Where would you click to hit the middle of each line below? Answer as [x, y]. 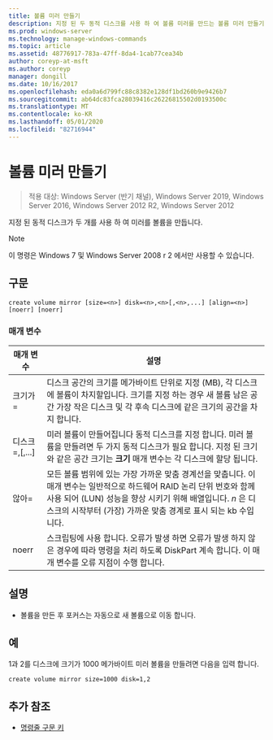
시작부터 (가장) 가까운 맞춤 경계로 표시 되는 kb [154, 511]
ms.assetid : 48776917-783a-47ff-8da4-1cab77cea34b [96, 54]
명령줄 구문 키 [42, 728]
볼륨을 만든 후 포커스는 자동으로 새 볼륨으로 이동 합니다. [108, 615]
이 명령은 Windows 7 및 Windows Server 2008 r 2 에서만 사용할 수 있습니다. [131, 255]
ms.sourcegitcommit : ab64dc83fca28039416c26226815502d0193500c [118, 99]
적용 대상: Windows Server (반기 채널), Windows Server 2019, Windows [146, 196]
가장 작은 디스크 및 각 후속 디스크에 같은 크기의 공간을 [152, 407]
